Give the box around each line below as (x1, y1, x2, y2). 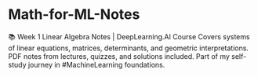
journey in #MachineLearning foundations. (27, 60, 165, 69)
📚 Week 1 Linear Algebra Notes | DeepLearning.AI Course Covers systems (8, 31, 250, 41)
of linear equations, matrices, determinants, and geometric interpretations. (8, 43, 249, 53)
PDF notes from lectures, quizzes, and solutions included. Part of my (8, 51, 230, 60)
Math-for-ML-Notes (8, 5, 140, 24)
